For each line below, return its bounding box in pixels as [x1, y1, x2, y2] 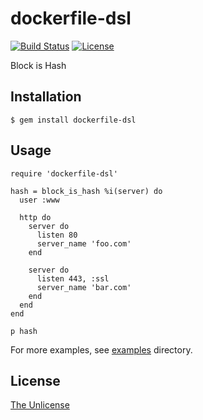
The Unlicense [10, 399, 70, 411]
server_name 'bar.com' [36, 282, 132, 292]
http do [19, 212, 52, 222]
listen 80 [36, 230, 78, 240]
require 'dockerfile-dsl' [10, 168, 118, 179]
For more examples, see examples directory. [10, 343, 193, 356]
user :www [19, 195, 60, 205]
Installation [10, 88, 82, 106]
